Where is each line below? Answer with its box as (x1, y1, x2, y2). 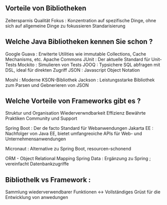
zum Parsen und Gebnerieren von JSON (5, 82, 89, 88)
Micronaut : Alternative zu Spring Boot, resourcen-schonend (5, 146, 132, 152)
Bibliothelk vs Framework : (5, 175, 91, 184)
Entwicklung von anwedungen (5, 194, 68, 200)
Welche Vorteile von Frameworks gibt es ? (5, 97, 141, 106)
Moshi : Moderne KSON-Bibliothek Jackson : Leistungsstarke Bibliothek (5, 77, 155, 83)
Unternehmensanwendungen (5, 136, 66, 142)
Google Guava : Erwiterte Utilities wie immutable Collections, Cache (5, 50, 146, 57)
